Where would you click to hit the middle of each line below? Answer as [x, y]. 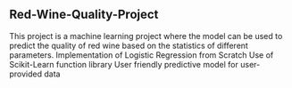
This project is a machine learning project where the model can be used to [146, 36]
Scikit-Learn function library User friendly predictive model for [124, 64]
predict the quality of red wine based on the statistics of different [129, 45]
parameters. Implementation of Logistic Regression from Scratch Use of [142, 55]
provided [26, 74]
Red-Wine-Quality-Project [84, 15]
